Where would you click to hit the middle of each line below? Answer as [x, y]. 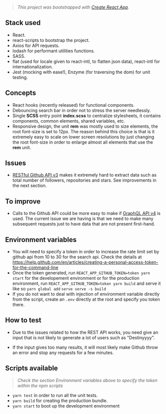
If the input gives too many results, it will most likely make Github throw [85, 347]
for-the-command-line [35, 268]
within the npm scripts [40, 386]
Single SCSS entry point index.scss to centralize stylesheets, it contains [86, 115]
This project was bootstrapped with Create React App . [73, 7]
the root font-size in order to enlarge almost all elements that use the [83, 142]
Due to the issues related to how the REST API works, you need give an [85, 332]
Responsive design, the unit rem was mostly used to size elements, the [85, 126]
